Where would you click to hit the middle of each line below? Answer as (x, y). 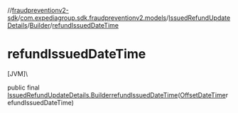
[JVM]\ (18, 73)
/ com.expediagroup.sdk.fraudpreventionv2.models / (93, 18)
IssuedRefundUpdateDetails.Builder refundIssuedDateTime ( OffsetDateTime (117, 95)
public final (24, 87)
